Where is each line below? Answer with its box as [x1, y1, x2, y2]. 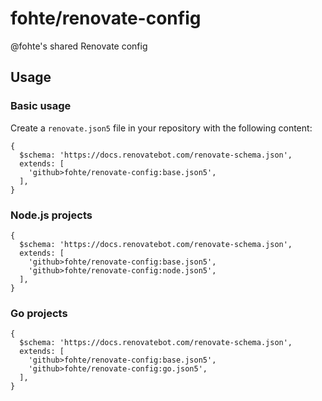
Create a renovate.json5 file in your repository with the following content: [10, 122, 313, 134]
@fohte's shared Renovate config [10, 40, 148, 52]
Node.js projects [10, 208, 93, 222]
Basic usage [10, 99, 72, 113]
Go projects [10, 306, 68, 320]
